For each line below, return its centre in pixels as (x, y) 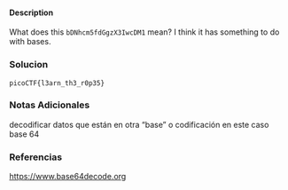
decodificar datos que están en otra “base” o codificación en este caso (139, 124)
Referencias (36, 157)
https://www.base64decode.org (68, 177)
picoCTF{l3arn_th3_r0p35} (57, 83)
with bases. (30, 42)
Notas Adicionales (50, 105)
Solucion (29, 65)
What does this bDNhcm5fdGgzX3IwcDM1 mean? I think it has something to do (144, 32)
